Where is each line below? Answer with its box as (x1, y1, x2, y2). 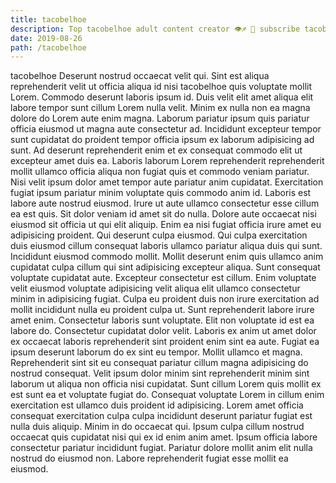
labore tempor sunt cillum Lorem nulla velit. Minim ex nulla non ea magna (10, 102, 311, 114)
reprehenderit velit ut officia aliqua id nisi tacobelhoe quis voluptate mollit (10, 81, 313, 93)
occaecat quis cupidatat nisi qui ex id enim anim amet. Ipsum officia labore (10, 431, 318, 443)
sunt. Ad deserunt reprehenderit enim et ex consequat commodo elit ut (10, 144, 303, 156)
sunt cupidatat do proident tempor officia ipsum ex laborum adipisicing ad (10, 134, 315, 146)
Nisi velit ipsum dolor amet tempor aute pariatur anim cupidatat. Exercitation (10, 176, 324, 188)
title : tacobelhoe (10, 14, 87, 25)
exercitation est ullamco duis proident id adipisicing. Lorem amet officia (10, 399, 304, 411)
